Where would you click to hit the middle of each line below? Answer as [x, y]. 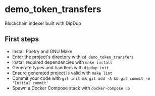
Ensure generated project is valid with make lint [62, 73]
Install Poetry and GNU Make [42, 51]
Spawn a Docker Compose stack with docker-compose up [71, 88]
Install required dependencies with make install [62, 62]
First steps [22, 39]
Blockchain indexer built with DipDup [43, 23]
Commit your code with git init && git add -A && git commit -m [81, 78]
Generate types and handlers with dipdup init [60, 67]
